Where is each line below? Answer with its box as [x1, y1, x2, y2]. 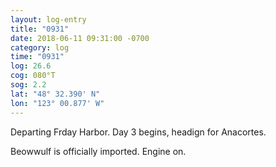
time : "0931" [10, 52, 65, 62]
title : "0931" [10, 24, 70, 34]
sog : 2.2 [10, 80, 47, 90]
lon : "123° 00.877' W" [10, 98, 105, 108]
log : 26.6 [10, 61, 52, 71]
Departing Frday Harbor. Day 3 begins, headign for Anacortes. [10, 126, 267, 138]
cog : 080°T [10, 71, 56, 81]
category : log [10, 42, 70, 53]
